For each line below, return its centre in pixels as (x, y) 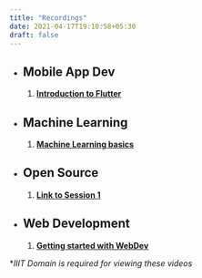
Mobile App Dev (69, 72)
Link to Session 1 (68, 195)
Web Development (76, 224)
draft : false (34, 35)
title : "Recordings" (49, 18)
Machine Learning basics (85, 144)
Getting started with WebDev (92, 245)
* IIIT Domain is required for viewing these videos (101, 263)
